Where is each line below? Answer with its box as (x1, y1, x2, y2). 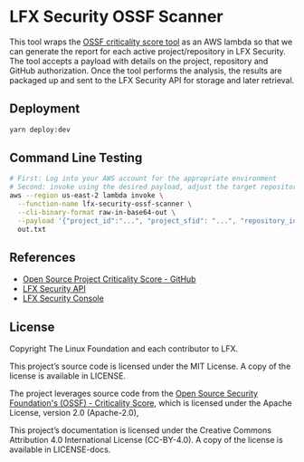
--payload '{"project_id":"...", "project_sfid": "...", (17, 216, 237, 226)
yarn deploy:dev (9, 125, 71, 134)
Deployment (9, 101, 81, 117)
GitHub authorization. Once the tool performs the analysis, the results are (9, 65, 282, 76)
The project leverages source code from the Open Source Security (9, 388, 259, 399)
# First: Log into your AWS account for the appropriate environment (9, 174, 278, 183)
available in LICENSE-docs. (9, 444, 111, 455)
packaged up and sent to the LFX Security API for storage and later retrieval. (9, 74, 295, 85)
